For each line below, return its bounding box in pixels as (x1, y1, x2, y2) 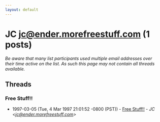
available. (5, 66, 26, 72)
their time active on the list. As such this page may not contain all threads (5, 60, 155, 67)
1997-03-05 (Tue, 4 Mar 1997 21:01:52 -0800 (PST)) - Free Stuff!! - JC (12, 106, 155, 112)
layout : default (5, 7, 38, 12)
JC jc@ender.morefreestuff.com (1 (5, 28, 150, 40)
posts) (5, 39, 32, 50)
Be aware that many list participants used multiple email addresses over (5, 55, 153, 61)
